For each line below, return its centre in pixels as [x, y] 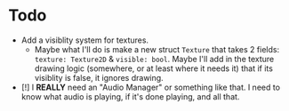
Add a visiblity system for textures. [84, 40]
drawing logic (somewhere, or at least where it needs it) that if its [153, 68]
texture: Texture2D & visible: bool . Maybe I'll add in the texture [154, 59]
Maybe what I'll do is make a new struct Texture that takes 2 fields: [157, 49]
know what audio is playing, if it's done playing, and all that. [130, 96]
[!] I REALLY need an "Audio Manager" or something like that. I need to [151, 87]
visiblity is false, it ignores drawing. [99, 77]
